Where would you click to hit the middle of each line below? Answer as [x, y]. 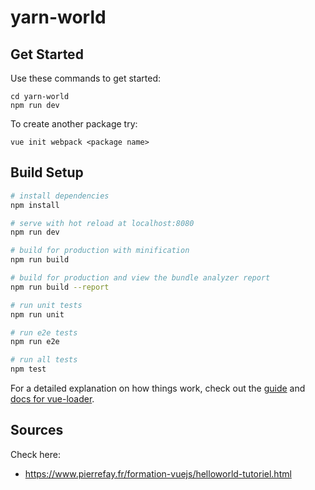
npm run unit [37, 314]
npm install [35, 205]
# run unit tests [46, 305]
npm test [28, 369]
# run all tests [44, 360]
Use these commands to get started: [86, 78]
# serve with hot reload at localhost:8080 [102, 223]
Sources [37, 430]
